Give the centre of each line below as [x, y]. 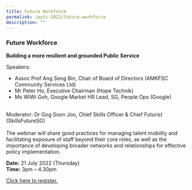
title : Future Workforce [36, 11]
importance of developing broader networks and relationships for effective [96, 145]
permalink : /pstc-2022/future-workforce [56, 17]
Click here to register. [32, 180]
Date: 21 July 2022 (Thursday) [43, 163]
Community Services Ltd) [45, 84]
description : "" [26, 22]
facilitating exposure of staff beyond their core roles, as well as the [86, 139]
